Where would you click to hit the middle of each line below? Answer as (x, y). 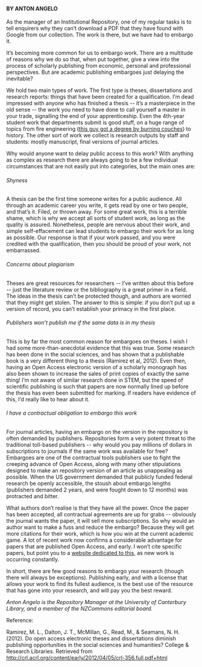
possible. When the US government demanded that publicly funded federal (99, 477)
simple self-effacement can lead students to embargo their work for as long (100, 231)
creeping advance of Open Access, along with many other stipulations (93, 464)
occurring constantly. (33, 559)
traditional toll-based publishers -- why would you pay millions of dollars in (99, 445)
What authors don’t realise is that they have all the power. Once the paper (97, 508)
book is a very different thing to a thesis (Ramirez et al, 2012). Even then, (96, 361)
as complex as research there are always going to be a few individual (92, 160)
